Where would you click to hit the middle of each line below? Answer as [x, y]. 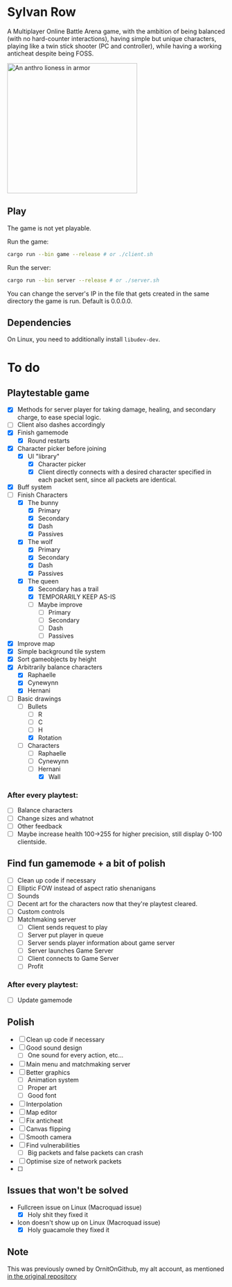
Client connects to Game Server [73, 959]
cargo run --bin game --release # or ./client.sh [80, 254]
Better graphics [48, 1072]
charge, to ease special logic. [59, 418]
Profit [35, 966]
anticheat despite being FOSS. [51, 53]
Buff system [34, 487]
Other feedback [39, 826]
